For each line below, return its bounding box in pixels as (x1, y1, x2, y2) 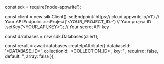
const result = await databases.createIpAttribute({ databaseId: (5, 43, 131, 48)
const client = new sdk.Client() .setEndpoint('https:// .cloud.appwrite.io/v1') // (5, 14, 160, 19)
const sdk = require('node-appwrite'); (5, 4, 82, 10)
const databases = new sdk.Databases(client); (5, 34, 99, 39)
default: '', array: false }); (5, 53, 55, 59)
